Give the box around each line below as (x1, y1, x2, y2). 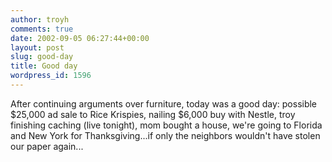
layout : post (10, 42, 65, 53)
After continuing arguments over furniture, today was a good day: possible (10, 97, 318, 110)
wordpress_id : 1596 (10, 71, 92, 81)
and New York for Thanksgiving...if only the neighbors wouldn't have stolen (10, 129, 321, 141)
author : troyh (10, 14, 70, 25)
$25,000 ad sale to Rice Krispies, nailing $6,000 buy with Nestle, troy (10, 108, 296, 120)
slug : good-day (10, 52, 74, 62)
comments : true (10, 24, 74, 34)
